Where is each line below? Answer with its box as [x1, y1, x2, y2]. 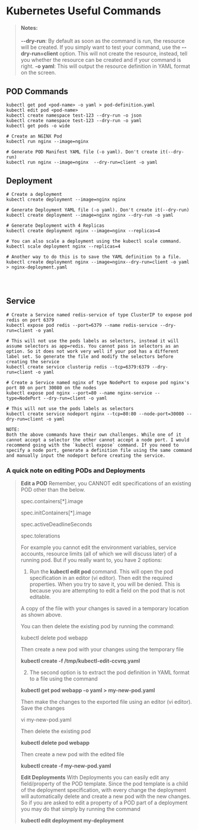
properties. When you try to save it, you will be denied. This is [29, 581, 181, 588]
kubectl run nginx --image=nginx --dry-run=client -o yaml [6, 160, 158, 166]
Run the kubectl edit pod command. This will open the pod [29, 568, 174, 575]
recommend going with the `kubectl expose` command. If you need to [6, 442, 179, 448]
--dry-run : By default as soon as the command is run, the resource [20, 38, 185, 45]
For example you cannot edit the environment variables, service [20, 544, 177, 551]
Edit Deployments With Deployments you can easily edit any [20, 774, 170, 781]
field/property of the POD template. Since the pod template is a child [20, 780, 189, 787]
